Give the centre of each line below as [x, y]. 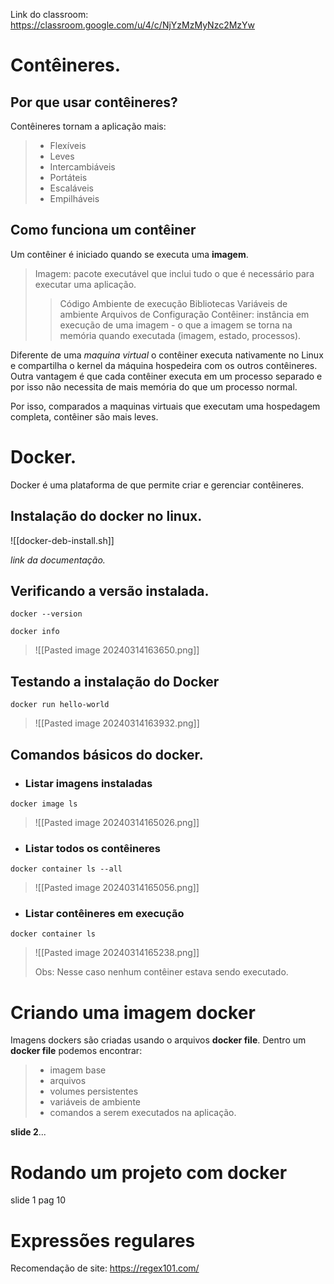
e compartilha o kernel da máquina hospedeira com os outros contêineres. [164, 365]
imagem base [78, 1070]
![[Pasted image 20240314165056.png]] [117, 888]
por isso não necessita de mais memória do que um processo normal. [154, 386]
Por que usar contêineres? [94, 102]
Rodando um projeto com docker [149, 1172]
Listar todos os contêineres [93, 848]
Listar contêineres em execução [104, 914]
